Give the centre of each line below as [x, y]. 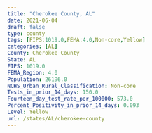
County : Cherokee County [43, 53]
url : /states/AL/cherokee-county [56, 118]
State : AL [22, 60]
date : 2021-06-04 [33, 20]
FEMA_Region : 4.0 [33, 72]
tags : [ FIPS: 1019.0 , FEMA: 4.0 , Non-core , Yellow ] [76, 40]
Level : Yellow [28, 112]
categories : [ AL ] [33, 46]
